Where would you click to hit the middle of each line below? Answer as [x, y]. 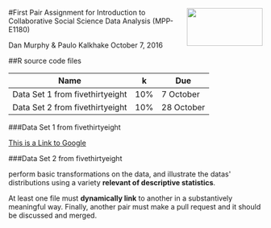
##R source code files [45, 61]
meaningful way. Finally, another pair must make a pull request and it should [135, 207]
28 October [183, 107]
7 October [180, 94]
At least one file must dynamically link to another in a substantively [121, 198]
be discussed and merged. [53, 215]
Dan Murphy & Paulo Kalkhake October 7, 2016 [86, 45]
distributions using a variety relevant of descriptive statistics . [112, 182]
